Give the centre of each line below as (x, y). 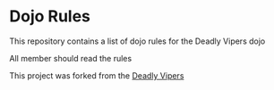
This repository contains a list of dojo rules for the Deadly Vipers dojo (137, 41)
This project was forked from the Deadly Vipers (97, 75)
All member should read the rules (71, 58)
